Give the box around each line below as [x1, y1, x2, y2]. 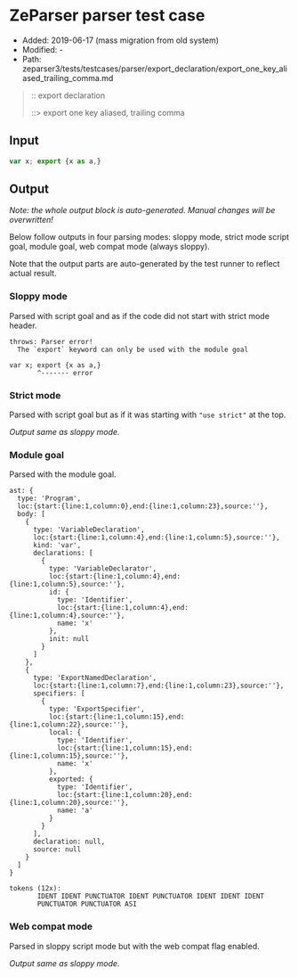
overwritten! [9, 215, 53, 226]
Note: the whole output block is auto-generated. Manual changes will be [9, 205, 276, 216]
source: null [32, 845, 82, 854]
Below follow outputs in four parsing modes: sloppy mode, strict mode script [9, 232, 290, 242]
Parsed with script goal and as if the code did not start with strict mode [9, 310, 270, 321]
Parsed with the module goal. [9, 469, 117, 480]
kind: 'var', [32, 541, 82, 550]
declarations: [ [32, 549, 93, 558]
